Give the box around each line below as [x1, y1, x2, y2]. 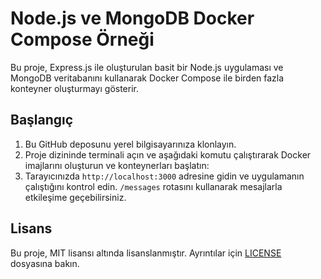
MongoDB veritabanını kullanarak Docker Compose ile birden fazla [10, 72, 285, 84]
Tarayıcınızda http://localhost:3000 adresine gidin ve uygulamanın [24, 170, 305, 182]
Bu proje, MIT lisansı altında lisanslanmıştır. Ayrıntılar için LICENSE [10, 247, 282, 259]
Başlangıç [10, 112, 74, 129]
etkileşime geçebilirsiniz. [24, 191, 127, 203]
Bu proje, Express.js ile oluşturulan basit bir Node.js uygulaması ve [10, 61, 284, 73]
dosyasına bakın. [10, 257, 80, 269]
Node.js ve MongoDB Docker [10, 7, 255, 30]
